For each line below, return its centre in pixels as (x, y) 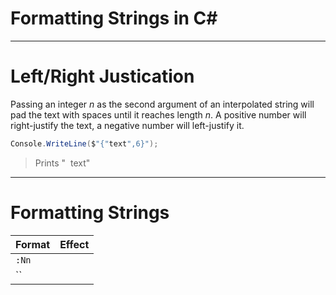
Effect (74, 244)
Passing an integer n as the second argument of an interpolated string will (162, 104)
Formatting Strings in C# (114, 18)
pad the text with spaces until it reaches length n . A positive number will (158, 114)
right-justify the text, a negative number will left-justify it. (127, 125)
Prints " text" (62, 163)
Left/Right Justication (102, 76)
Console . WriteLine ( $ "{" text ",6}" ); (84, 143)
